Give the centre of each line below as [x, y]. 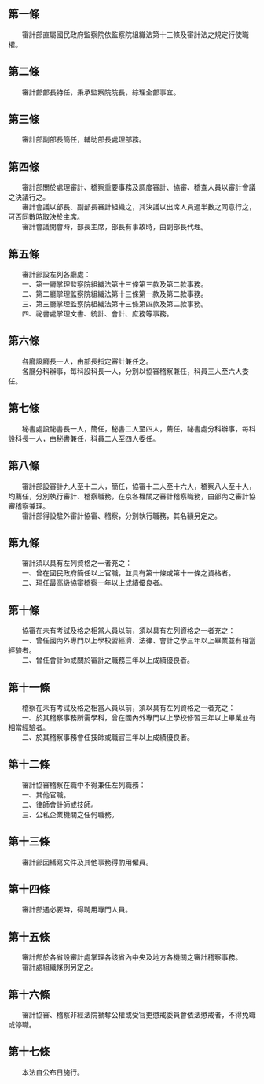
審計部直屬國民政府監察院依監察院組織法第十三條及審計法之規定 [125, 35]
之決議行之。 [29, 197]
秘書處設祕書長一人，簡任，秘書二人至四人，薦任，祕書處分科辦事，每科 [139, 428]
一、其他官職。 [46, 794]
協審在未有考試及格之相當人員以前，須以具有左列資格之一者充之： [128, 631]
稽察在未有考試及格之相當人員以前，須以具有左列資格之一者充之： [128, 708]
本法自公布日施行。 [53, 1072]
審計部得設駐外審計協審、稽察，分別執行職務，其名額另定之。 [121, 516]
